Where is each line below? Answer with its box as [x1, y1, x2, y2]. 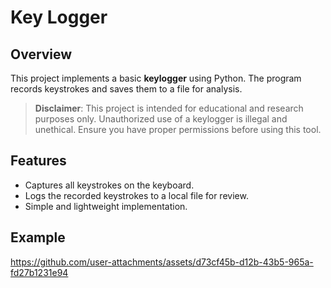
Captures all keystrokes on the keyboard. [24, 179, 195, 191]
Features [10, 152, 67, 170]
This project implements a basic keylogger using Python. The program [10, 72, 302, 84]
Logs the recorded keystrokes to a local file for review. [24, 189, 249, 201]
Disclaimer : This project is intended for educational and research [34, 102, 304, 114]
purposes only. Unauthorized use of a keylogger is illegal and [34, 113, 288, 125]
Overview [10, 46, 73, 63]
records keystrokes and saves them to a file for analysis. [10, 83, 243, 95]
